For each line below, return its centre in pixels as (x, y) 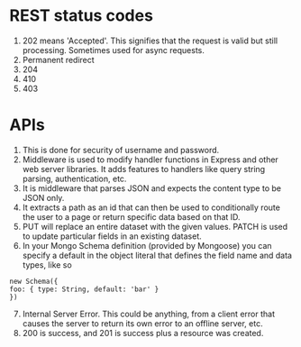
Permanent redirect (58, 59)
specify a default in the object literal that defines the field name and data (157, 255)
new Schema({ (34, 281)
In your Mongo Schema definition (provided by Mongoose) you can (147, 245)
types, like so (47, 265)
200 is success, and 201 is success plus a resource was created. (143, 333)
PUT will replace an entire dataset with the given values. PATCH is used (155, 226)
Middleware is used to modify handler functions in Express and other (150, 160)
